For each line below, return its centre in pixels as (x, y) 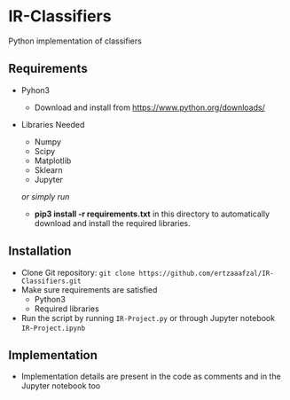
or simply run (45, 196)
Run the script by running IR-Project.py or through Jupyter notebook (148, 318)
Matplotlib (53, 161)
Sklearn (48, 169)
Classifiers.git (51, 281)
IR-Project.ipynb (53, 328)
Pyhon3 (35, 90)
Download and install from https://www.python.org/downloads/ (149, 107)
